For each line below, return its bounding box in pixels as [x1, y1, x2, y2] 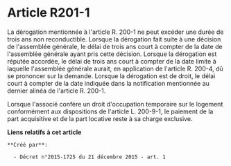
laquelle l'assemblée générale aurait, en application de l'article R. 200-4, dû [7, 64, 223, 73]
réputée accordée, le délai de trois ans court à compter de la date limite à [7, 57, 216, 65]
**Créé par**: [7, 141, 49, 148]
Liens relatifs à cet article [7, 128, 82, 136]
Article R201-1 [7, 5, 90, 21]
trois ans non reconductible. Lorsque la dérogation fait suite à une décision [7, 35, 221, 43]
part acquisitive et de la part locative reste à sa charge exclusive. [7, 114, 193, 122]
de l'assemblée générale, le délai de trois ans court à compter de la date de [7, 42, 223, 50]
